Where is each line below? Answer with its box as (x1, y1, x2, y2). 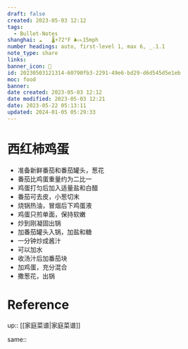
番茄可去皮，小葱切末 (17, 192, 80, 201)
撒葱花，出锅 (17, 271, 55, 280)
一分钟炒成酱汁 (17, 236, 61, 245)
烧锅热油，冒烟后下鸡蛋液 (17, 201, 92, 209)
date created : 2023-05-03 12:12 (7, 89, 102, 96)
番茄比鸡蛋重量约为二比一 (17, 174, 92, 183)
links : (7, 56, 27, 63)
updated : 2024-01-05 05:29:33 (7, 109, 96, 116)
